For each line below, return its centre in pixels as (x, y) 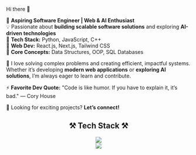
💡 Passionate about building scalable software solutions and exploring (93, 27)
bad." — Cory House (31, 96)
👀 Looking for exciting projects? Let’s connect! (63, 107)
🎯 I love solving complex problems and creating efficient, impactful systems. (98, 63)
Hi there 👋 (18, 9)
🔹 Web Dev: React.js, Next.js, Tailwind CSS (58, 46)
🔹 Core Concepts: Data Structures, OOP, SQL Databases (75, 52)
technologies (40, 33)
